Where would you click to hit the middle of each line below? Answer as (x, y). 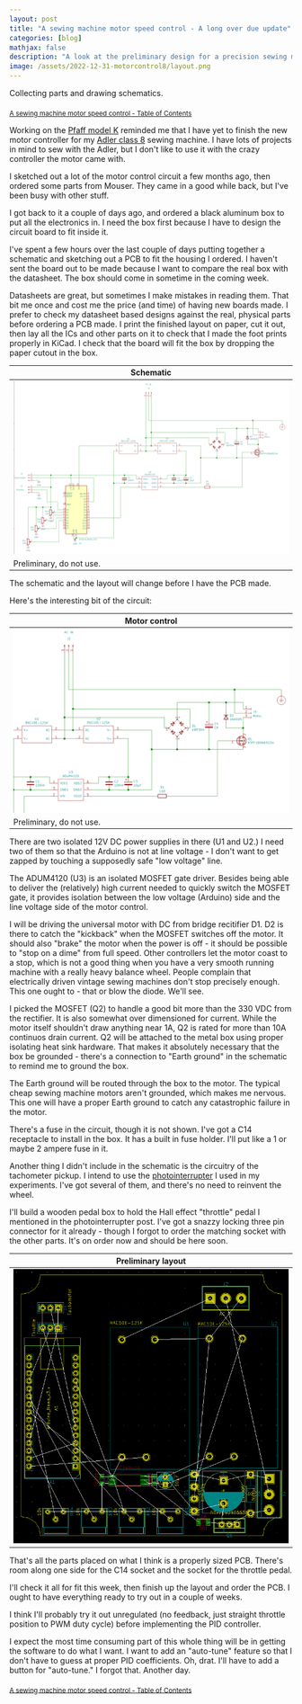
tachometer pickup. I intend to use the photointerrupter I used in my (135, 1176)
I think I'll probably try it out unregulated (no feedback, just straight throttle (147, 1614)
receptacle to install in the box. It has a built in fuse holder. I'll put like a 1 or (148, 1139)
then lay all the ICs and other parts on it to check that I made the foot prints (148, 334)
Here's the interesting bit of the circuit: (81, 601)
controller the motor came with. (67, 158)
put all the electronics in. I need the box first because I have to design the (145, 222)
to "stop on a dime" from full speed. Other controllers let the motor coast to (148, 953)
